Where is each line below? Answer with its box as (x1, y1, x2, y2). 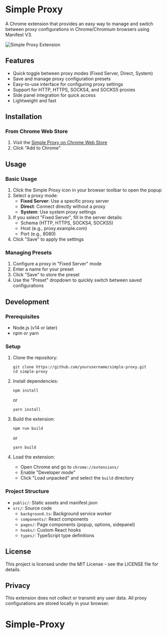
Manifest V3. (5, 31, 32, 38)
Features (5, 57, 34, 65)
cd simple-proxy (12, 369, 48, 374)
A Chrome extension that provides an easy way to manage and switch (5, 21, 153, 27)
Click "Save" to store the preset (12, 272, 80, 278)
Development (5, 297, 50, 306)
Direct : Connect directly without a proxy (20, 203, 106, 209)
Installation (5, 112, 42, 121)
